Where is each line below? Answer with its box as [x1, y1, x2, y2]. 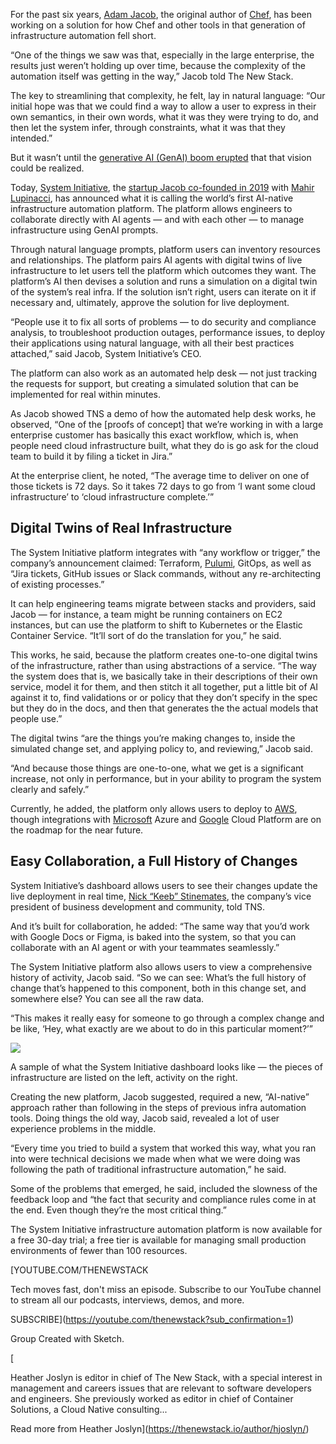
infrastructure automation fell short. [10, 30, 157, 41]
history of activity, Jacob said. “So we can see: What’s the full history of [10, 971, 307, 983]
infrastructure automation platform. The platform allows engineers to [10, 203, 293, 214]
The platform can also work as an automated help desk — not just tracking [10, 367, 318, 379]
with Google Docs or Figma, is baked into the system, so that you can [10, 930, 297, 943]
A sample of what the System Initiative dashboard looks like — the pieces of [10, 1060, 323, 1073]
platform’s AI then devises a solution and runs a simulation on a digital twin [10, 275, 318, 287]
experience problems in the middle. [10, 1122, 157, 1134]
